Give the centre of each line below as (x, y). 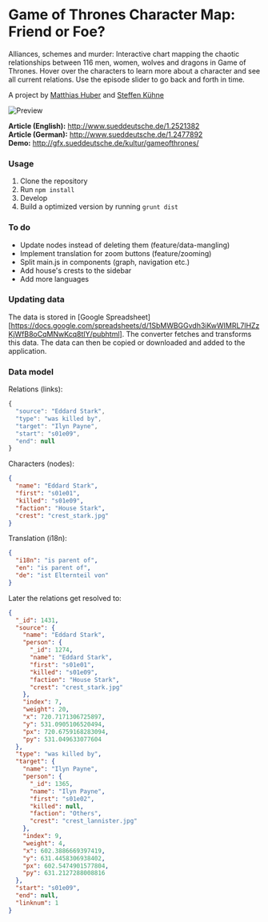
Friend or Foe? (57, 32)
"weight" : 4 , (44, 843)
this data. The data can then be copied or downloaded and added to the (127, 343)
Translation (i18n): (38, 539)
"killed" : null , (56, 806)
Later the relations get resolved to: (65, 598)
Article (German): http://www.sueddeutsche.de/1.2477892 (106, 134)
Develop (34, 198)
